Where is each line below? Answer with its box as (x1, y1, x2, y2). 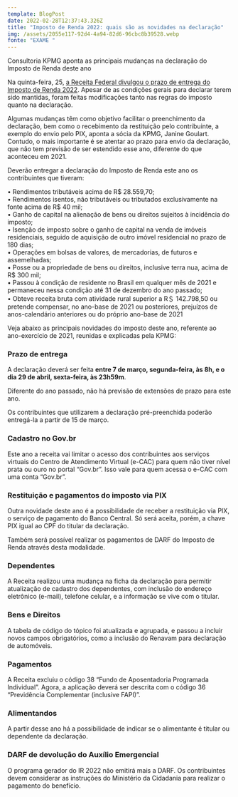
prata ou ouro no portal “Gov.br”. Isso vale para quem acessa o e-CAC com (7, 465, 227, 473)
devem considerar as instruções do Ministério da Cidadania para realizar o (7, 773, 226, 782)
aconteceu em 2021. (7, 153, 67, 161)
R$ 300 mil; (7, 271, 41, 279)
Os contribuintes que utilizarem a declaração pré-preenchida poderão (7, 408, 212, 417)
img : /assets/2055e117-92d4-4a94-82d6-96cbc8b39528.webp (7, 30, 180, 38)
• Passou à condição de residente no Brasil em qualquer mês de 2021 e (7, 279, 217, 287)
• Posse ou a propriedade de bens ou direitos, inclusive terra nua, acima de (7, 263, 229, 272)
